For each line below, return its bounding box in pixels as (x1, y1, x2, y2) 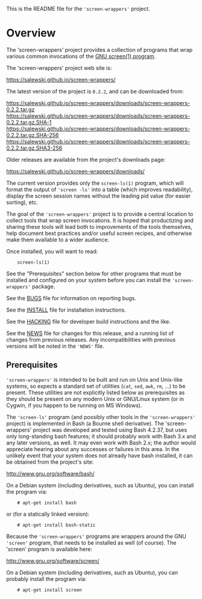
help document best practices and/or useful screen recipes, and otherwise (6, 229, 192, 237)
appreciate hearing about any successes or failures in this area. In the (6, 445, 180, 452)
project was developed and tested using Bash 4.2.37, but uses (33, 426, 188, 434)
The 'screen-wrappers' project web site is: (6, 64, 112, 71)
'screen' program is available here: (6, 545, 92, 553)
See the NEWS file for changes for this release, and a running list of (6, 329, 174, 337)
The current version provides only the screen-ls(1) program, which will (6, 179, 184, 187)
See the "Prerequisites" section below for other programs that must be (6, 270, 182, 277)
